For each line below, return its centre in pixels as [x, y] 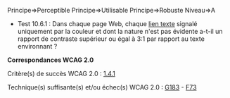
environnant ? [37, 46]
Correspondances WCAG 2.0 [51, 60]
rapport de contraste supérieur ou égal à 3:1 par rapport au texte [111, 39]
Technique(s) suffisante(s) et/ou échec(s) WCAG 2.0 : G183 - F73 [102, 87]
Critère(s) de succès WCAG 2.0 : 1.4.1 [62, 74]
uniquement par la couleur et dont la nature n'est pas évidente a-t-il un [120, 31]
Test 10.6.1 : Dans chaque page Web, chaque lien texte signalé [108, 24]
